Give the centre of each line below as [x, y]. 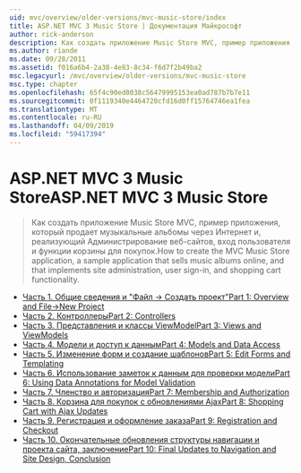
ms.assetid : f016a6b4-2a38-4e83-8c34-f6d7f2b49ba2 [106, 68]
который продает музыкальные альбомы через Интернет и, [146, 232]
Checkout [40, 430]
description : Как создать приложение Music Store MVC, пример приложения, [152, 43]
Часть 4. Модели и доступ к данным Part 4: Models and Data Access [151, 344]
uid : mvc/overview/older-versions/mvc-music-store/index [118, 17]
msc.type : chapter [43, 84]
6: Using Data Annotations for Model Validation [109, 383]
